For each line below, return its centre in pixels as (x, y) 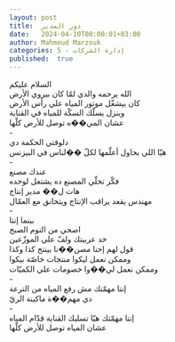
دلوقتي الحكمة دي (39, 142)
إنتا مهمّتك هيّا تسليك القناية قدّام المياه (72, 318)
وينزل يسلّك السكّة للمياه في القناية (67, 113)
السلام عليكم (30, 84)
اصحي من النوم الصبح (45, 229)
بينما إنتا (22, 220)
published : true (41, 59)
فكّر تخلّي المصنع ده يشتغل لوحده (64, 181)
